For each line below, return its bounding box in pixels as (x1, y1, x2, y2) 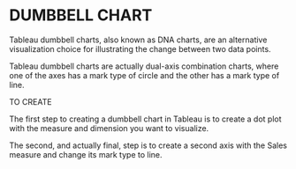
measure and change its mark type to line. (9, 149, 163, 159)
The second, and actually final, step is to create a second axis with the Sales (9, 140, 287, 151)
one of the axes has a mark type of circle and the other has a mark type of (9, 70, 280, 80)
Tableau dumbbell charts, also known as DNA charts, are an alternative (9, 34, 268, 45)
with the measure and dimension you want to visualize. (9, 122, 209, 133)
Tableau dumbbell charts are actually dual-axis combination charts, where (9, 61, 279, 71)
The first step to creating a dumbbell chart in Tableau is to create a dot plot (9, 114, 282, 124)
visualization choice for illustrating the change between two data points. (9, 43, 271, 54)
